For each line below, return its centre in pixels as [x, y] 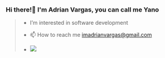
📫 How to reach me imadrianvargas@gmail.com [91, 35]
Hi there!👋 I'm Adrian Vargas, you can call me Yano [82, 10]
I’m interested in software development [79, 23]
